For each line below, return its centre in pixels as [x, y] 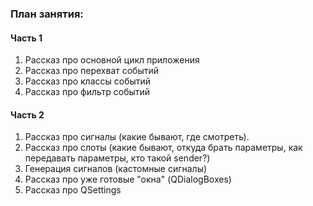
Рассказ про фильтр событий [87, 92]
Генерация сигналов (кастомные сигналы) [116, 169]
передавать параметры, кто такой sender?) [117, 158]
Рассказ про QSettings [73, 190]
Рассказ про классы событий [88, 81]
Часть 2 [27, 114]
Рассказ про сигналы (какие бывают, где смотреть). [137, 137]
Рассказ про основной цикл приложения [112, 60]
